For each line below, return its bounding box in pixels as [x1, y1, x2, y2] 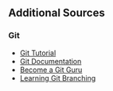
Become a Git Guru [19, 65, 83, 74]
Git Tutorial [19, 47, 56, 58]
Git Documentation [19, 56, 82, 66]
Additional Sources [8, 6, 105, 20]
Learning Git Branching [19, 73, 96, 82]
